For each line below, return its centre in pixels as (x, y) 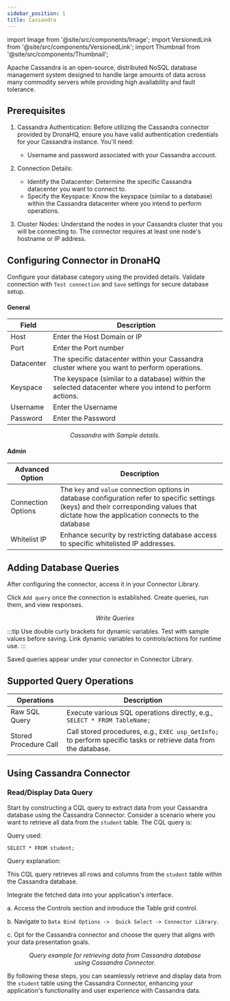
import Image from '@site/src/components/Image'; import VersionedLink (110, 39)
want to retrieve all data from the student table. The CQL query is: (100, 822)
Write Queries (115, 618)
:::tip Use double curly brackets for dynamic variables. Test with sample (108, 632)
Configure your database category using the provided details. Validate (106, 277)
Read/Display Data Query (50, 792)
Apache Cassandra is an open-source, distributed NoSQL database (102, 67)
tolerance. (21, 89)
